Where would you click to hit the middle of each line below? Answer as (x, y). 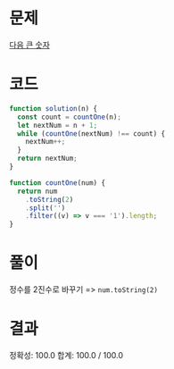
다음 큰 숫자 (30, 45)
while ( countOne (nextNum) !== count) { (91, 134)
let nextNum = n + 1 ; (58, 125)
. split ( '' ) (46, 208)
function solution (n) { (54, 108)
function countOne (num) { (57, 183)
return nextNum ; (47, 159)
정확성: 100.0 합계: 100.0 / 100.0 (66, 355)
